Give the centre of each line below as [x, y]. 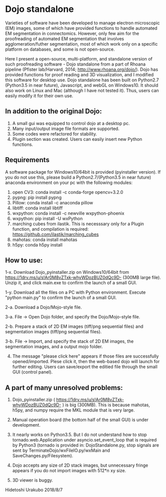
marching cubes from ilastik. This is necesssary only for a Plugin [78, 224]
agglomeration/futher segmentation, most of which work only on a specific [82, 44]
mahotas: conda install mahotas [45, 240]
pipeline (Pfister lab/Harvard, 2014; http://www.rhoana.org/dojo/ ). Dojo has [82, 69]
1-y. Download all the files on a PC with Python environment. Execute [76, 292]
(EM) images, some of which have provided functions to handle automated [81, 28]
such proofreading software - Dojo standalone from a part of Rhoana [76, 64]
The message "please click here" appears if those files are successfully [85, 356]
